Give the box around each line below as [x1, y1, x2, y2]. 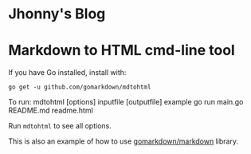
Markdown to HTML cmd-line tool [8, 41, 235, 60]
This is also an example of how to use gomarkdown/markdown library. [8, 136, 239, 146]
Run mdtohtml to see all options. [8, 121, 112, 131]
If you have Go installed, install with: [8, 68, 127, 77]
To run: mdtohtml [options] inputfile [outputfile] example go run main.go [8, 97, 244, 107]
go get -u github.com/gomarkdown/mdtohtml [8, 83, 151, 92]
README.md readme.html [8, 105, 93, 116]
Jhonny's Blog [8, 5, 106, 23]
